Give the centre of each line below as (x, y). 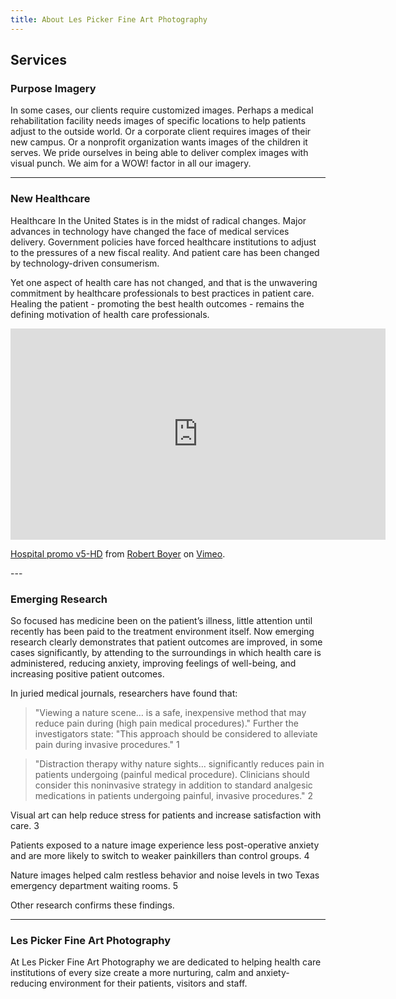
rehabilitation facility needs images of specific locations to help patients (158, 121)
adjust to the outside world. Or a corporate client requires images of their (161, 132)
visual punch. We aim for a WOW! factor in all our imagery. (131, 163)
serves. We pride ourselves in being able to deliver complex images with (159, 153)
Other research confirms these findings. (92, 905)
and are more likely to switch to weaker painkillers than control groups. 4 (160, 855)
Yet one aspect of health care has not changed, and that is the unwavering (164, 282)
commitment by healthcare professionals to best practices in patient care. (162, 293)
